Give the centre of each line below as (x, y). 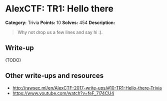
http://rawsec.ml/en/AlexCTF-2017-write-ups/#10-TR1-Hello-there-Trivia (87, 87)
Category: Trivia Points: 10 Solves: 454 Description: (60, 22)
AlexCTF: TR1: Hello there (59, 9)
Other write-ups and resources (54, 76)
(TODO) (13, 60)
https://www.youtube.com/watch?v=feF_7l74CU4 (63, 93)
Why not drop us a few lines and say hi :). (60, 32)
